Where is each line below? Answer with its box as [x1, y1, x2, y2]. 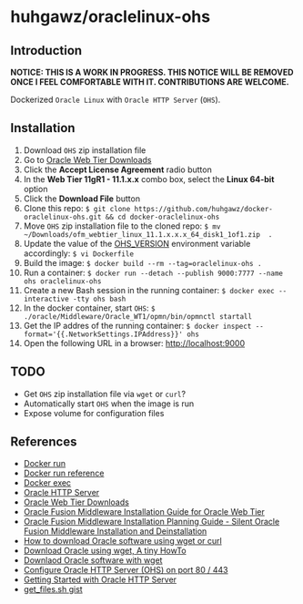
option [23, 183, 48, 194]
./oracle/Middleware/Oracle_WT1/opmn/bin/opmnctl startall [23, 312, 253, 321]
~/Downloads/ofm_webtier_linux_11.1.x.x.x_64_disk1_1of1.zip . [23, 230, 273, 239]
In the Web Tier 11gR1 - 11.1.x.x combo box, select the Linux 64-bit [23, 173, 275, 184]
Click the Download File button [23, 193, 140, 204]
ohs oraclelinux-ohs [23, 276, 102, 286]
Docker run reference [23, 467, 105, 479]
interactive [23, 294, 69, 303]
